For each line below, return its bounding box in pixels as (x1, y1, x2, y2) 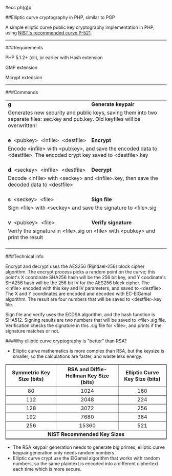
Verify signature (91, 219, 132, 226)
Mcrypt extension (5, 75, 42, 80)
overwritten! (8, 122, 37, 129)
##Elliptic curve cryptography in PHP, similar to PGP (5, 14, 115, 20)
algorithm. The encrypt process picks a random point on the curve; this (5, 269, 156, 274)
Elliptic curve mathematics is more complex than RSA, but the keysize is (12, 348, 165, 354)
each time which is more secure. (12, 466, 82, 472)
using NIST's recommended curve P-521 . (5, 30, 92, 35)
